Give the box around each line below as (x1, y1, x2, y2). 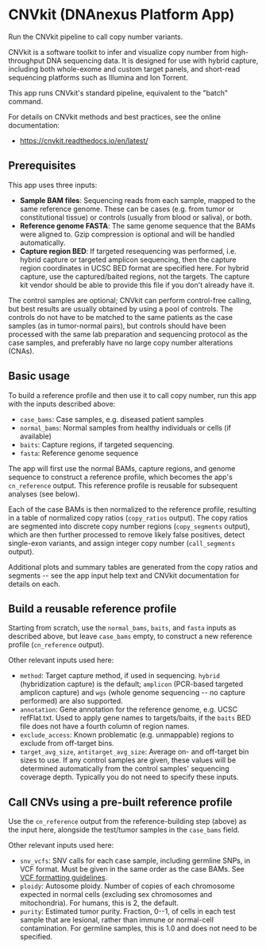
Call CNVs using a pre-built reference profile (8, 795, 233, 809)
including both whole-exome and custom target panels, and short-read (8, 64, 241, 73)
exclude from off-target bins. (19, 739, 114, 748)
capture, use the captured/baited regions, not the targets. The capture (19, 271, 250, 281)
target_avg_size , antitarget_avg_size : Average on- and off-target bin (19, 747, 249, 757)
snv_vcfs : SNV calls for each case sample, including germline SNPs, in (19, 856, 251, 865)
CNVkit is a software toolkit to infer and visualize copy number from (8, 47, 230, 57)
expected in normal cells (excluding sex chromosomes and (19, 890, 213, 899)
